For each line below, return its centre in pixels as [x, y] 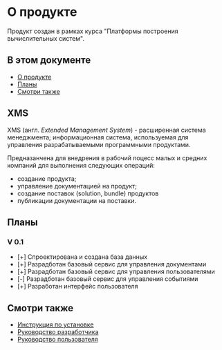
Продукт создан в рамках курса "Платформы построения [93, 31]
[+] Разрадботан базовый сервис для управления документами [112, 264]
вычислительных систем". [46, 38]
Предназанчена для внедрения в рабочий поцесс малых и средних [107, 158]
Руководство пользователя [57, 340]
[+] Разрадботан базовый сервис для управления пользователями [116, 272]
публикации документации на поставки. [77, 200]
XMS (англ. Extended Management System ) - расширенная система [107, 130]
